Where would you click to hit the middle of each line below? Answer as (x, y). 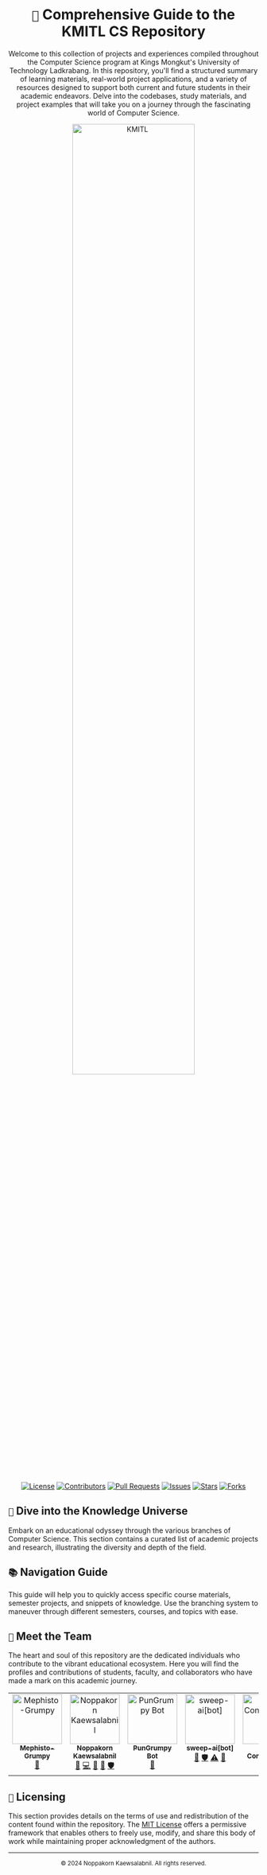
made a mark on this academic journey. (73, 1681)
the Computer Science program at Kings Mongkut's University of (133, 62)
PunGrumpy (153, 1748)
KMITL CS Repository (133, 31)
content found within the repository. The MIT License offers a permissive (128, 1825)
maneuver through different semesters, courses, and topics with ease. (123, 1611)
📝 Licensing (37, 1797)
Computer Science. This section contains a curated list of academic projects (133, 1538)
